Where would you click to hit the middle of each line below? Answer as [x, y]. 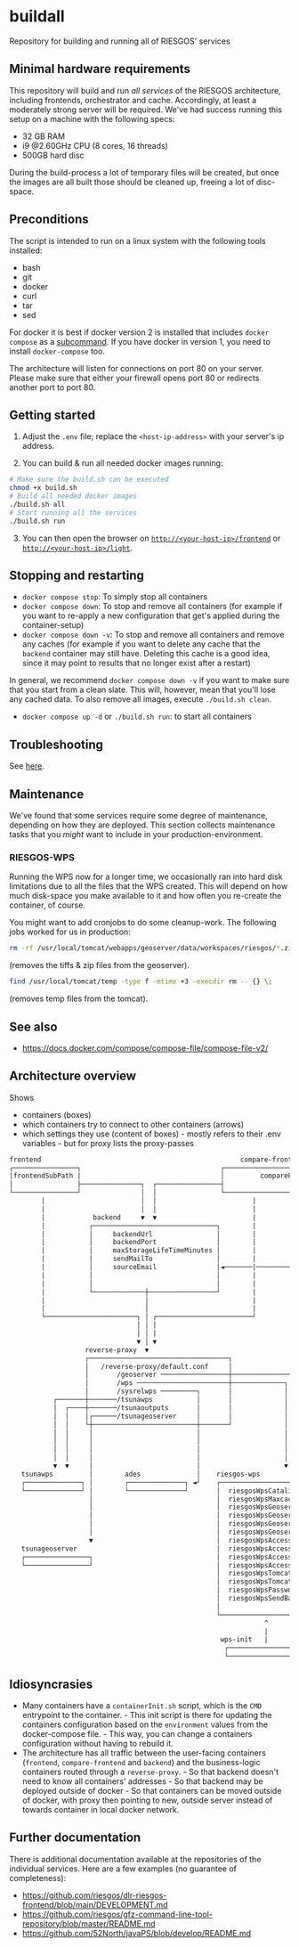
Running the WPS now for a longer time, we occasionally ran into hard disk [146, 877]
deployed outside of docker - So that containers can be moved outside [152, 1790]
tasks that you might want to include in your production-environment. [136, 835]
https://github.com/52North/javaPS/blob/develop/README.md [137, 1933]
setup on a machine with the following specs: [92, 118]
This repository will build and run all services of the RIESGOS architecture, [145, 90]
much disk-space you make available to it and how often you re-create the [145, 896]
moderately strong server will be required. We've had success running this [146, 110]
